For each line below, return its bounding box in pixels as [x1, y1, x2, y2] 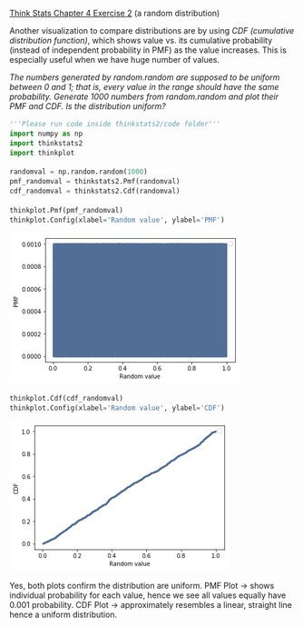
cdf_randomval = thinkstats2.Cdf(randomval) [9, 186, 181, 196]
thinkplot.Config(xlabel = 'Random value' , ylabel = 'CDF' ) [9, 403, 225, 413]
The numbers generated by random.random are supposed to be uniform [9, 72, 280, 83]
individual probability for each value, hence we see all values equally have [9, 590, 287, 601]
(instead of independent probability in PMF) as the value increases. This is [9, 45, 288, 55]
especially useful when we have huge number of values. [9, 55, 220, 65]
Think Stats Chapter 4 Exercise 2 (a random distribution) [9, 8, 220, 18]
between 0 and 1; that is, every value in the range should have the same [9, 82, 279, 92]
